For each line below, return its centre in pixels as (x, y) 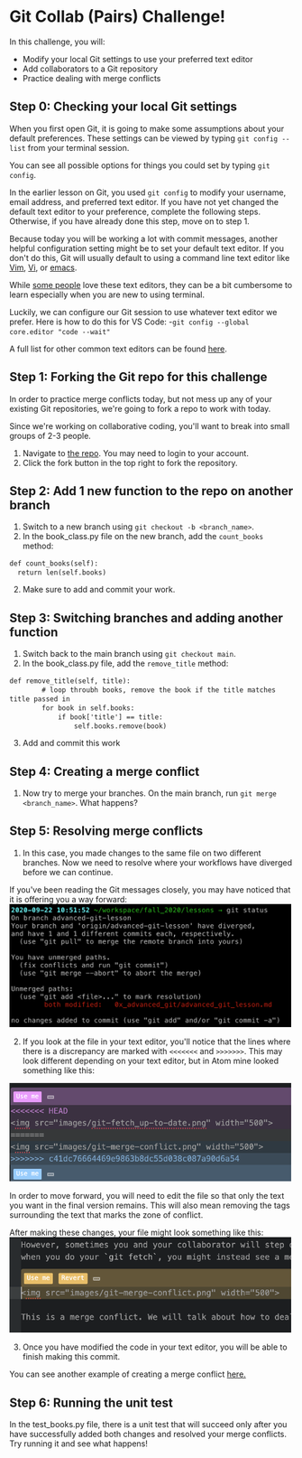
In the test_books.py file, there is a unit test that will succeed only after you (148, 1424)
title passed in (40, 699)
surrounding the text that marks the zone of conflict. (106, 1215)
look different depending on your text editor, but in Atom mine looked (151, 1061)
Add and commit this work (71, 743)
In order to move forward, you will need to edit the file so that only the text (147, 1195)
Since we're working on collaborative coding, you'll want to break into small (150, 425)
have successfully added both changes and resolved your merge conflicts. (148, 1434)
